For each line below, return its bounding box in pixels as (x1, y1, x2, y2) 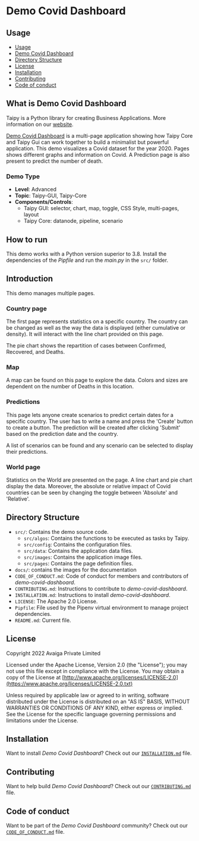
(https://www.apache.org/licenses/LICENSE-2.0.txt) (6, 680, 133, 687)
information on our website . (6, 121, 74, 128)
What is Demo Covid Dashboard (6, 99, 127, 109)
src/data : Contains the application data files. (23, 547, 133, 554)
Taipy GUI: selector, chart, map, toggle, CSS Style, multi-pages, (23, 205, 179, 212)
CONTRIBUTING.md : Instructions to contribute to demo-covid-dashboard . (14, 585, 188, 592)
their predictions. (6, 448, 48, 455)
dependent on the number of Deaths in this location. (6, 383, 134, 390)
